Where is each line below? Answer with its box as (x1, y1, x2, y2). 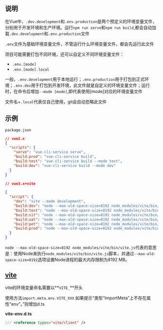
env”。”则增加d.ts (11, 301, 45, 307)
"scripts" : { (9, 145, 36, 150)
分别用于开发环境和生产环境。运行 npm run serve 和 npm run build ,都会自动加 (5, 24, 157, 30)
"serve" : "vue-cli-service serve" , (14, 150, 86, 155)
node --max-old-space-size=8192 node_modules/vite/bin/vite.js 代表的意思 (5, 245, 157, 250)
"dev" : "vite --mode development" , (14, 199, 86, 204)
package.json (5, 128, 32, 132)
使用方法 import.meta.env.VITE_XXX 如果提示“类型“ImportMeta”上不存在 (5, 295, 147, 301)
